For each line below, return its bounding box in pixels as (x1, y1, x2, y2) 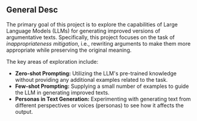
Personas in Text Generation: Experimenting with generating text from (14, 95, 191, 102)
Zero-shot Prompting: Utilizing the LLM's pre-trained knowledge (14, 69, 177, 77)
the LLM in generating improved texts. (14, 88, 110, 96)
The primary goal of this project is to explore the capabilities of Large (6, 20, 178, 28)
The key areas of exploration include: (6, 58, 99, 65)
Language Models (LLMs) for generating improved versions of (6, 27, 161, 34)
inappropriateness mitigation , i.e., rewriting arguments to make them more (6, 40, 191, 47)
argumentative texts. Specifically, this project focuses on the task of (6, 33, 175, 41)
